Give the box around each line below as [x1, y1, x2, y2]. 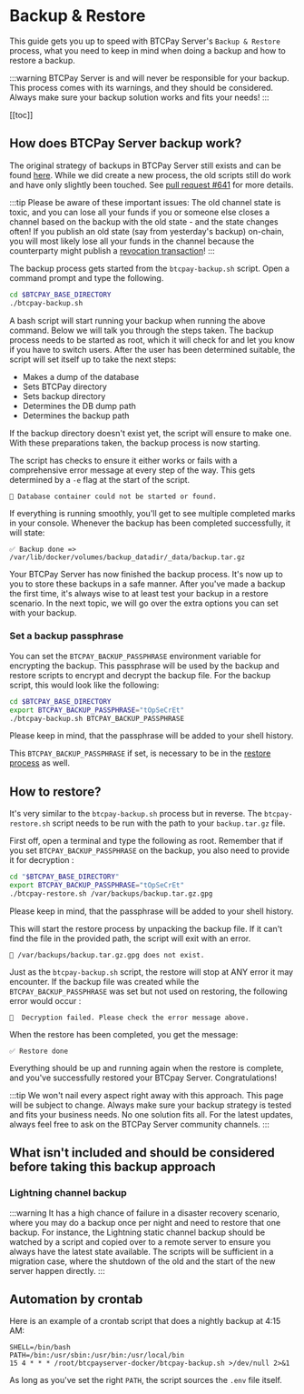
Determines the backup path [22, 410, 130, 421]
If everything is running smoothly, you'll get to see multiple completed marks [9, 507, 296, 518]
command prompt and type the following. [9, 272, 164, 283]
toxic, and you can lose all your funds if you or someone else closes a [9, 206, 270, 217]
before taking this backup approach [9, 1159, 216, 1175]
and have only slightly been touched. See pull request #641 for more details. [9, 179, 294, 190]
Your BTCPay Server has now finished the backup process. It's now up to [9, 568, 283, 579]
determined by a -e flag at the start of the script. [9, 474, 191, 485]
